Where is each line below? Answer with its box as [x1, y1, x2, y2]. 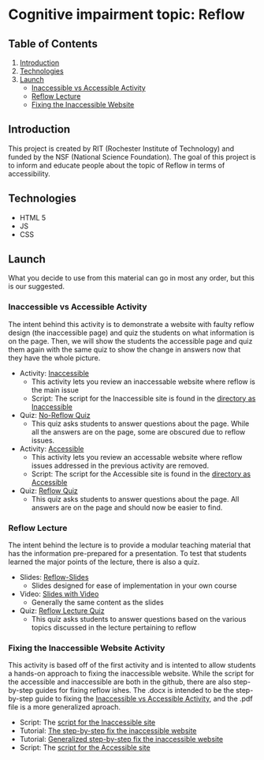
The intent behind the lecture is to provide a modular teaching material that [8, 540, 251, 550]
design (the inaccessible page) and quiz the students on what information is [8, 328, 255, 337]
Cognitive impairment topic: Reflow [8, 6, 245, 24]
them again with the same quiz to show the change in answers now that [8, 344, 241, 354]
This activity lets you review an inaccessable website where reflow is [31, 377, 256, 386]
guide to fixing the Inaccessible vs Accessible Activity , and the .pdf [35, 694, 254, 704]
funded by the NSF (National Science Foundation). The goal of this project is [8, 152, 256, 161]
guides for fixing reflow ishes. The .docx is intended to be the [35, 686, 235, 695]
